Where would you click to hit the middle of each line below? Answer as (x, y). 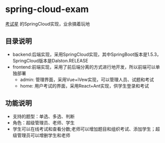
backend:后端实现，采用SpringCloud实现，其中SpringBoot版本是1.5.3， (87, 54)
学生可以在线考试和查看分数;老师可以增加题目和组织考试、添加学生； (84, 129)
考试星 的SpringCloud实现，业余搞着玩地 (48, 24)
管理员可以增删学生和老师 (44, 135)
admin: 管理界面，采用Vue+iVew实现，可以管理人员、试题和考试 (87, 80)
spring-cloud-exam (47, 9)
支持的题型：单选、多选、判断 (43, 116)
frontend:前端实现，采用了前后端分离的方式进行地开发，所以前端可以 (84, 67)
